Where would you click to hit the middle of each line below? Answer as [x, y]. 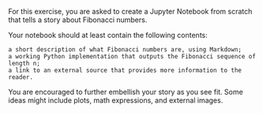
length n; [24, 63]
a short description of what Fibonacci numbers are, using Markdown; [125, 50]
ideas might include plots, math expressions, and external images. [116, 100]
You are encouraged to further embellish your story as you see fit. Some [126, 92]
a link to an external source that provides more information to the [125, 70]
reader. [21, 77]
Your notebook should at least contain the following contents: [108, 35]
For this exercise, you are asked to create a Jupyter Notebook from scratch [130, 11]
